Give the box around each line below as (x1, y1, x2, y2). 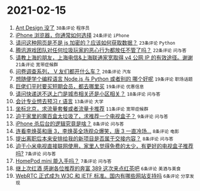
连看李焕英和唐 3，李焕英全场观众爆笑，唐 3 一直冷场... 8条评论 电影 (15, 127, 180, 134)
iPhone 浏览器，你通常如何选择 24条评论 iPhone (15, 31, 130, 39)
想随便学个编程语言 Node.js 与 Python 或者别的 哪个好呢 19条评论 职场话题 (15, 75, 193, 82)
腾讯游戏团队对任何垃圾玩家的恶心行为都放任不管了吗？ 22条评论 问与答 (15, 46, 187, 54)
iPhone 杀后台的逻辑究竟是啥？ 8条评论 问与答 (15, 120, 124, 127)
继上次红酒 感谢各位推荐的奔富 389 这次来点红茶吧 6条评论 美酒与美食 (15, 165, 181, 172)
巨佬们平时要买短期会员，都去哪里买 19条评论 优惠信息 (15, 82, 144, 90)
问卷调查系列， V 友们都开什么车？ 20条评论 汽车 (15, 67, 132, 75)
